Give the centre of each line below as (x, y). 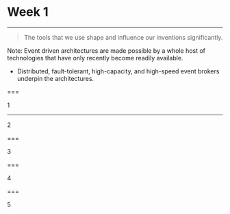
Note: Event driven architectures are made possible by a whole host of (106, 50)
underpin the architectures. (55, 78)
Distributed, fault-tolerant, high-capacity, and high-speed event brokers (118, 71)
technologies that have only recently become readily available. (95, 58)
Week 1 (28, 12)
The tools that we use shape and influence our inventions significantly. (123, 37)
